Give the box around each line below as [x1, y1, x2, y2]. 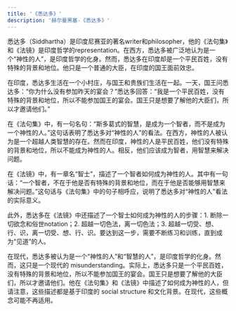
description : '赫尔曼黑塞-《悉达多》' [7, 17, 110, 24]
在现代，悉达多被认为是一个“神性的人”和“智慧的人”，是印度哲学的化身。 [7, 252, 216, 260]
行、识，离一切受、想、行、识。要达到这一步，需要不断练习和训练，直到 [7, 228, 216, 237]
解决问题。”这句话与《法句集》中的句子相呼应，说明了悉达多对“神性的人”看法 [7, 187, 228, 195]
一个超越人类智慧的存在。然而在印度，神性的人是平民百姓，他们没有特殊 [19, 137, 229, 145]
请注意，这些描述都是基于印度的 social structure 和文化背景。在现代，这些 [7, 287, 222, 296]
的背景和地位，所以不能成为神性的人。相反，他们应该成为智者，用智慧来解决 [7, 145, 229, 154]
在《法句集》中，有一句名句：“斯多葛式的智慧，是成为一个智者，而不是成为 [7, 119, 226, 128]
